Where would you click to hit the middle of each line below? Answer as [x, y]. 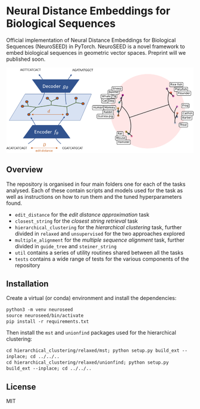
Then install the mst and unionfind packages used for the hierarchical [91, 333]
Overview [25, 170]
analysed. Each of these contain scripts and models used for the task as [95, 190]
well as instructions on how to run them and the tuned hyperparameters [94, 196]
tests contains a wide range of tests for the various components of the [102, 259]
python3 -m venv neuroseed [40, 310]
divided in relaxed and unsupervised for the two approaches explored [100, 233]
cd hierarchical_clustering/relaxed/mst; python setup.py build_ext [93, 351]
